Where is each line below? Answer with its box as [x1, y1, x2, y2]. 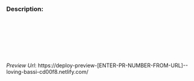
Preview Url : [6, 62, 37, 69]
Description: [6, 5, 44, 13]
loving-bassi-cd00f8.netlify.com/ [6, 68, 89, 76]
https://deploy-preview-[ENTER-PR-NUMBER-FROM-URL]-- [37, 62, 189, 69]
